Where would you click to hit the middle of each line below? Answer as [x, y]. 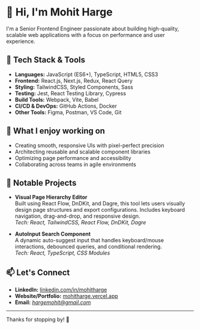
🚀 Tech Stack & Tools [46, 60]
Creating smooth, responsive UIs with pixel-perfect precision [90, 145]
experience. [21, 41]
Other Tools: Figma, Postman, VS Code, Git [68, 112]
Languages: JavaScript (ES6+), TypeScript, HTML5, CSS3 [87, 74]
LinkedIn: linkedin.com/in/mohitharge [61, 290]
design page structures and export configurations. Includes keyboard [100, 210]
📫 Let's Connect [38, 272]
